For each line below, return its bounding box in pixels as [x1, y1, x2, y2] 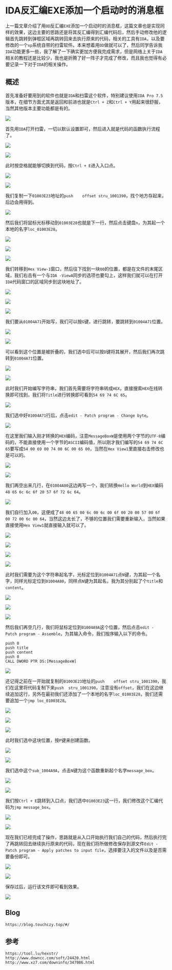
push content [5, 649, 33, 655]
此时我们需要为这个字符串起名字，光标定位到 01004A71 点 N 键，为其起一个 [5, 571, 156, 577]
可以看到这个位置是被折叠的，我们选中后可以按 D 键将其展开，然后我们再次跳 [5, 348, 165, 355]
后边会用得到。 [5, 199, 37, 205]
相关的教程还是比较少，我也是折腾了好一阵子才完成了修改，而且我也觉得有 [5, 54, 162, 61]
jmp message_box [14, 805, 49, 810]
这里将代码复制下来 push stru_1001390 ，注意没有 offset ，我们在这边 [14, 684, 159, 691]
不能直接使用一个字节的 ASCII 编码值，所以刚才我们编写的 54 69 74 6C [18, 439, 163, 445]
